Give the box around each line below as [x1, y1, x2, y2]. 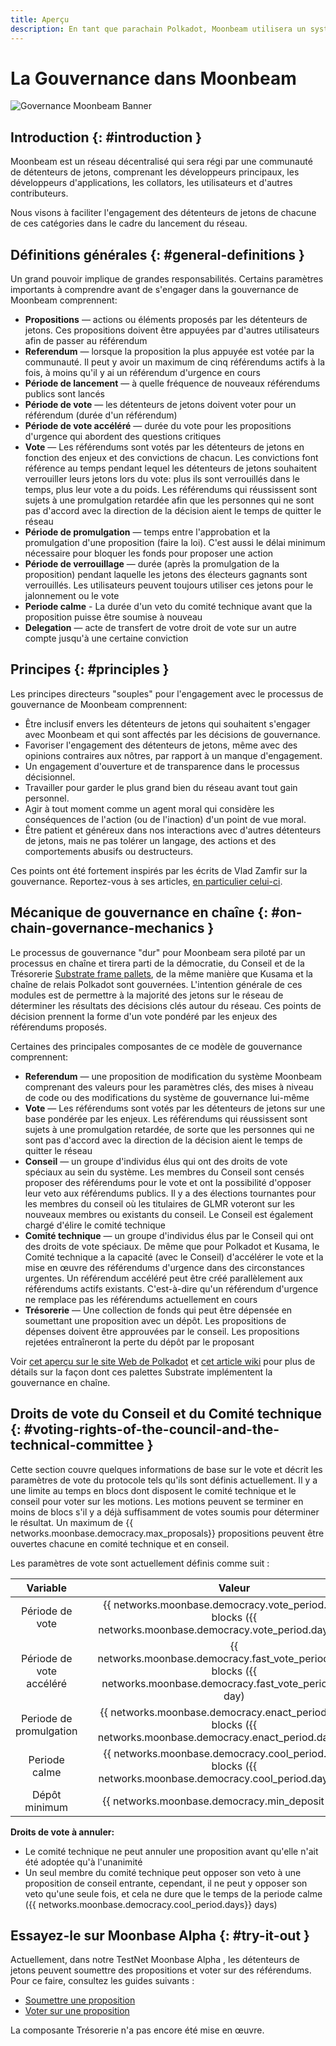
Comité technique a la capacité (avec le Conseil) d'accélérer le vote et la [24, 1251, 324, 1263]
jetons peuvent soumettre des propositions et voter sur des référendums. [10, 1964, 312, 1976]
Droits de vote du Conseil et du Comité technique [10, 1406, 322, 1423]
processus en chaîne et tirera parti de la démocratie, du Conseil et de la [10, 957, 305, 969]
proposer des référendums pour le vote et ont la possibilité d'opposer [24, 1176, 312, 1188]
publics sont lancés [24, 388, 105, 400]
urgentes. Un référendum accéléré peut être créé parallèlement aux [24, 1272, 303, 1284]
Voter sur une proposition [24, 2005, 130, 2017]
